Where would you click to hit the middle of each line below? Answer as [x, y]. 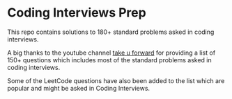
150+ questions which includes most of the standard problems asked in [109, 60]
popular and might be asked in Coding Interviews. [79, 88]
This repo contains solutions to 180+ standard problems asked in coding [111, 32]
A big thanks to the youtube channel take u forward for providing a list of [111, 53]
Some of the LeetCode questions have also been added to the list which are [116, 80]
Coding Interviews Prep [77, 13]
